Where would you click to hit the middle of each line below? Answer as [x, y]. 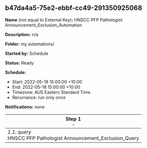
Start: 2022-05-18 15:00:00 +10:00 [47, 82]
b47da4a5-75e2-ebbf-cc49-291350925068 [74, 8]
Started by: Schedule [27, 53]
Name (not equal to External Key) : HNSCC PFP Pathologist [64, 20]
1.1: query [19, 132]
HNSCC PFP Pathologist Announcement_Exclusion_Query [73, 138]
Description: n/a [22, 34]
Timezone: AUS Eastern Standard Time [51, 92]
